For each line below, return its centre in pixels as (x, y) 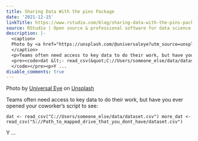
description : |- (26, 33)
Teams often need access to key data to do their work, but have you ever (95, 100)
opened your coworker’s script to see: (52, 106)
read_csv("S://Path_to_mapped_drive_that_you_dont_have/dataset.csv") (95, 122)
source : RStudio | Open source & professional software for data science (99, 28)
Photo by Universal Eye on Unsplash (50, 88)
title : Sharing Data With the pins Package (60, 11)
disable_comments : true (35, 72)
